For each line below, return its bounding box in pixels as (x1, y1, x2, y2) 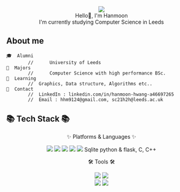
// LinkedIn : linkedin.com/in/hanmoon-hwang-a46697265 (28, 91, 174, 98)
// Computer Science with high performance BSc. (28, 70, 166, 76)
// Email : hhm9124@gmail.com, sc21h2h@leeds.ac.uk (28, 96, 164, 102)
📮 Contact (6, 86, 34, 92)
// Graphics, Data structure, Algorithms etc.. (28, 81, 153, 87)
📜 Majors (6, 65, 31, 71)
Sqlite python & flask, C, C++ (84, 145, 156, 153)
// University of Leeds (28, 59, 101, 65)
